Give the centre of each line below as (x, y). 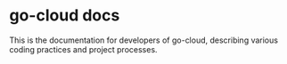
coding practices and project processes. (83, 49)
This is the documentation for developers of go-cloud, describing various (144, 40)
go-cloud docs (65, 16)
